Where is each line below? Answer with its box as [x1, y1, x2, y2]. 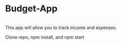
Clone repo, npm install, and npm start [5, 34, 84, 40]
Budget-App [5, 3, 58, 14]
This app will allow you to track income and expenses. [5, 24, 117, 30]
